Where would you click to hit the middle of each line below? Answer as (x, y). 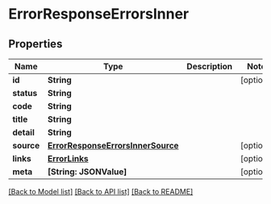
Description (210, 67)
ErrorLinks (68, 158)
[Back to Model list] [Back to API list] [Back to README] (101, 192)
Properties (35, 44)
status (25, 93)
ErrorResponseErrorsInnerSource (113, 146)
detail (23, 132)
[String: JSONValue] (87, 172)
